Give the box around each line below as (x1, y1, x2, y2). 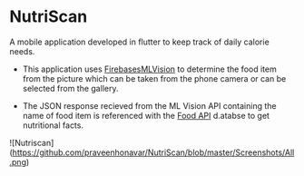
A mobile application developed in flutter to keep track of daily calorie (9, 36, 270, 47)
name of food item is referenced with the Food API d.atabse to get (22, 110, 270, 121)
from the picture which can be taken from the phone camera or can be (22, 73, 287, 83)
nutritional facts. (22, 120, 84, 131)
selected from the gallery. (22, 83, 119, 93)
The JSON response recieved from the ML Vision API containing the (22, 100, 277, 111)
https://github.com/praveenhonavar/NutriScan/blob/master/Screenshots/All (12, 147, 295, 158)
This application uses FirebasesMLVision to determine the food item (22, 64, 277, 74)
